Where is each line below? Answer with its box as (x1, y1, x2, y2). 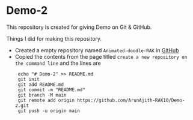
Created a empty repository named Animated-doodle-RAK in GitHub (14, 46, 179, 54)
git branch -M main (17, 92, 67, 98)
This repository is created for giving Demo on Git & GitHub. (6, 23, 152, 31)
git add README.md (17, 82, 64, 88)
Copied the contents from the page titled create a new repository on (14, 53, 188, 60)
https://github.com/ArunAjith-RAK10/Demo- (77, 97, 185, 103)
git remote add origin (17, 97, 75, 103)
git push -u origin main (17, 107, 80, 114)
